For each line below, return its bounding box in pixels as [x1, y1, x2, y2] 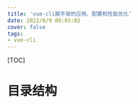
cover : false [7, 23, 46, 30]
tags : [7, 30, 23, 37]
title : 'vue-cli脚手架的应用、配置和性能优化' [7, 10, 132, 18]
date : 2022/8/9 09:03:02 [7, 17, 81, 24]
